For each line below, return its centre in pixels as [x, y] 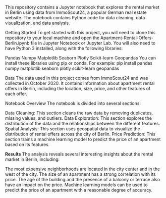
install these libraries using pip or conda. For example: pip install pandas [79, 63]
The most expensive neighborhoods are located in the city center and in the [83, 169]
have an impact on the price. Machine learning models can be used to [76, 185]
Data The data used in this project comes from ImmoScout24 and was [77, 78]
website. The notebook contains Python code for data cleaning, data [75, 18]
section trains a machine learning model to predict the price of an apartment [83, 139]
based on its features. [27, 145]
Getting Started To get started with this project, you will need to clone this [80, 32]
